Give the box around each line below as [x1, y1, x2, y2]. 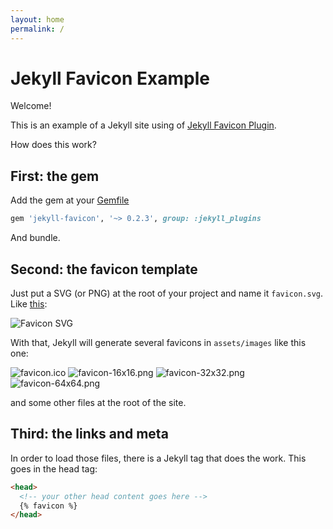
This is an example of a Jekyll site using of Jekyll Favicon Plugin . [10, 119, 277, 131]
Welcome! [10, 100, 52, 112]
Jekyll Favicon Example [10, 67, 210, 90]
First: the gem [10, 167, 100, 185]
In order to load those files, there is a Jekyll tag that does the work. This [10, 452, 307, 464]
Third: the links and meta [10, 426, 169, 443]
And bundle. [10, 232, 61, 244]
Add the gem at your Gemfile [10, 194, 130, 206]
